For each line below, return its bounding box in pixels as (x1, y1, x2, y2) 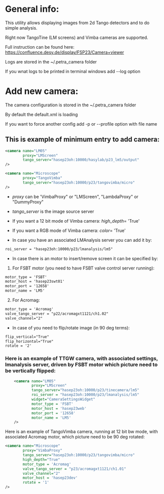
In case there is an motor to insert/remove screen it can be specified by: (12, 255, 158, 262)
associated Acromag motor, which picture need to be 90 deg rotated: (5, 434, 145, 440)
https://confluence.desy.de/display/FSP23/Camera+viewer (5, 49, 124, 55)
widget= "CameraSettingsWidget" (31, 397, 96, 402)
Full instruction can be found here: (5, 44, 75, 50)
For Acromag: (12, 297, 40, 303)
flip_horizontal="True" (5, 339, 54, 344)
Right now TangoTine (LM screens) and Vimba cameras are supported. (5, 34, 148, 40)
